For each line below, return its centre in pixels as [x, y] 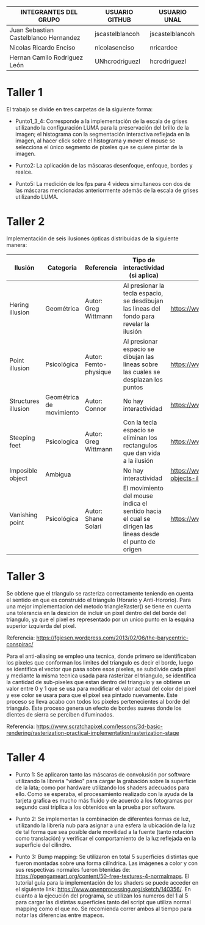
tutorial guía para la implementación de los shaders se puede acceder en [107, 882]
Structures [24, 401]
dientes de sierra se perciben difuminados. [60, 714]
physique [98, 372]
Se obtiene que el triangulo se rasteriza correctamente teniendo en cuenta [100, 593]
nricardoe [164, 47]
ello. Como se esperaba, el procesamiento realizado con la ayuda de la [104, 794]
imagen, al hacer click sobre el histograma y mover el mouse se [95, 141]
